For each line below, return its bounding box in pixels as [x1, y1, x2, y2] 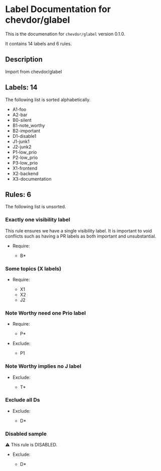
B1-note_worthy [12, 122, 45, 128]
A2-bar [12, 112, 28, 118]
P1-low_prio [12, 149, 37, 155]
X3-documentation [12, 176, 52, 182]
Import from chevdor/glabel [5, 68, 62, 74]
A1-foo [12, 106, 27, 112]
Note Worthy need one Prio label [5, 309, 86, 317]
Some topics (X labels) [5, 265, 62, 272]
